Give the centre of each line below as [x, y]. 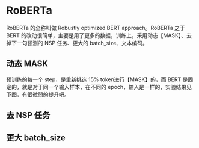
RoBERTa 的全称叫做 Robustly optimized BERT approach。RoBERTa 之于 [96, 28]
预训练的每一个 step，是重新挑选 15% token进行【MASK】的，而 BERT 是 [97, 79]
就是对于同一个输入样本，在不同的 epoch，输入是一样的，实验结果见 [107, 87]
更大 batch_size [36, 137]
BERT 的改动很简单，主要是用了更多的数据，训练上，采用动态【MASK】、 [96, 35]
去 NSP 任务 [28, 115]
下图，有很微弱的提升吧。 [38, 94]
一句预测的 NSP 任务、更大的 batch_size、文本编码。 [82, 43]
